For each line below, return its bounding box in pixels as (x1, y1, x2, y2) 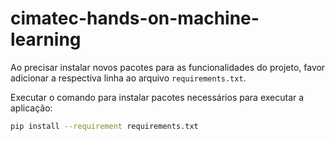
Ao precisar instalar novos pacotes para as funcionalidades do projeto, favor (10, 61, 326, 73)
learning (10, 28, 82, 51)
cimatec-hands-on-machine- (10, 7, 260, 30)
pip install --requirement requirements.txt (10, 121, 199, 131)
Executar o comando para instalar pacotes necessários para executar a (10, 91, 305, 103)
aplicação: (10, 102, 53, 114)
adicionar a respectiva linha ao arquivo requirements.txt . (10, 72, 247, 84)
